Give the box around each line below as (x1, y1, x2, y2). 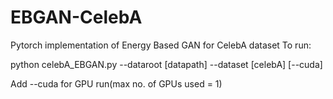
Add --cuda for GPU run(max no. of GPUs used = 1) (10, 77, 223, 90)
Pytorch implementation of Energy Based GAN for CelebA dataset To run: (10, 39, 312, 51)
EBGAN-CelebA (10, 6, 143, 29)
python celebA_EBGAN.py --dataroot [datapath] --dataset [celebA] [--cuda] (10, 58, 323, 70)
